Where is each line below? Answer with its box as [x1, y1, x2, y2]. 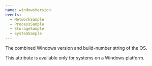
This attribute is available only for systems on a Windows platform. [5, 55, 145, 61]
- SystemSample [10, 31, 42, 36]
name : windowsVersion [5, 7, 51, 13]
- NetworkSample [10, 17, 44, 22]
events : [5, 12, 22, 17]
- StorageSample [10, 26, 44, 31]
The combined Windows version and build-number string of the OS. [5, 45, 147, 51]
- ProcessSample [10, 21, 44, 27]
